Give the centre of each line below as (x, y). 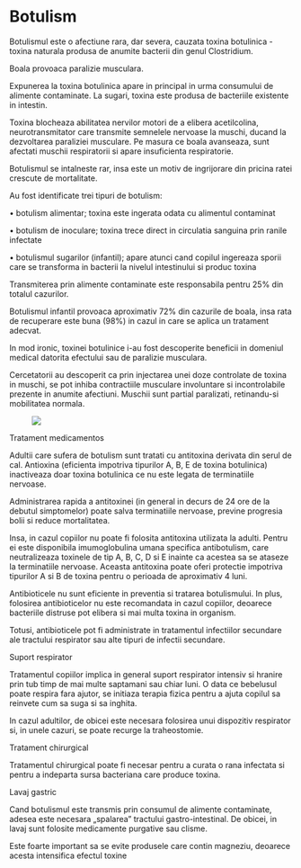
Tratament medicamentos (57, 437)
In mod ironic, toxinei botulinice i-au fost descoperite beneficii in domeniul (146, 347)
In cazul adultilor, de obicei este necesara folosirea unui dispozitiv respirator (150, 720)
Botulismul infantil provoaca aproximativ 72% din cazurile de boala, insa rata (150, 311)
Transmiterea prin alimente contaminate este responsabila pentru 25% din (146, 284)
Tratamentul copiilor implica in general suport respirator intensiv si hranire (146, 674)
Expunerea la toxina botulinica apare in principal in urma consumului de (142, 85)
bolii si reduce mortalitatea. (60, 520)
